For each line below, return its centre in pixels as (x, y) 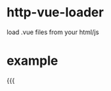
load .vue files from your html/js (53, 32)
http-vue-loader (55, 12)
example (33, 61)
